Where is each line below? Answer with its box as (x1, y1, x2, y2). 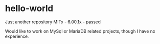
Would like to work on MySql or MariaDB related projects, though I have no (5, 28, 156, 34)
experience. (5, 33, 29, 39)
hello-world (5, 3, 54, 14)
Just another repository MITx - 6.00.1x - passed (5, 19, 101, 25)
